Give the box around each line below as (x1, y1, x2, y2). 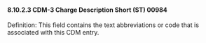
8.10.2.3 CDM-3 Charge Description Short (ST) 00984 (7, 6, 168, 14)
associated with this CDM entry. (7, 28, 99, 37)
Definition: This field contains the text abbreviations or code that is (7, 21, 200, 29)
